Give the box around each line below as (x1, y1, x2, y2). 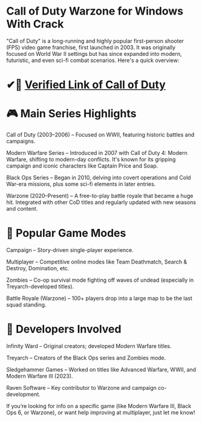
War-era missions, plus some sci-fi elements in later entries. (6, 180, 156, 188)
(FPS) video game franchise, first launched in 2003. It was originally (6, 44, 176, 51)
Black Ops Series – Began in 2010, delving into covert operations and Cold (6, 174, 192, 182)
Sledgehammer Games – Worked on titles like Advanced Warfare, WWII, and (6, 366, 197, 373)
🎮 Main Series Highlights (6, 107, 137, 121)
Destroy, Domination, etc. (6, 265, 70, 271)
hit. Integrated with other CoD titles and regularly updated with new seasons (6, 199, 197, 206)
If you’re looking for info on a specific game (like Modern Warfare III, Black (6, 402, 192, 409)
